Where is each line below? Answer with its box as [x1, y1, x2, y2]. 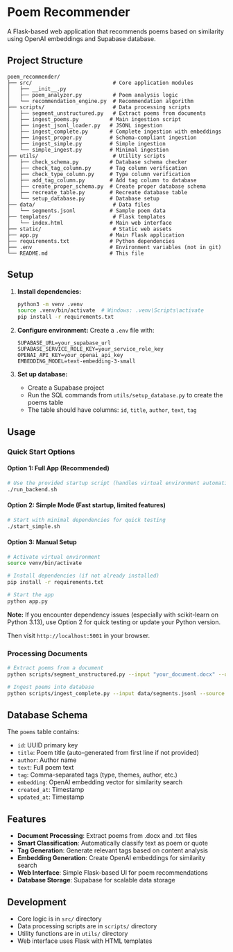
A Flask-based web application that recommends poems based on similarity [7, 27, 224, 35]
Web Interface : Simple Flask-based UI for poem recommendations [17, 868, 208, 877]
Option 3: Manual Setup [7, 538, 78, 546]
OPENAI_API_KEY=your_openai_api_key [17, 352, 123, 359]
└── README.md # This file [7, 250, 144, 257]
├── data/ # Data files [7, 201, 150, 208]
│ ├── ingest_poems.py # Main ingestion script [7, 116, 182, 122]
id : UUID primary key [17, 741, 78, 749]
